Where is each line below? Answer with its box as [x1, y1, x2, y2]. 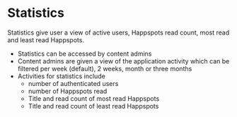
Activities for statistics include [17, 72, 106, 80]
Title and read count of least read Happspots [28, 101, 159, 110]
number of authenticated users [28, 79, 119, 87]
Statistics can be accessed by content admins [17, 49, 152, 58]
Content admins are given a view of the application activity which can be [17, 56, 230, 65]
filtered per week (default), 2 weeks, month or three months [17, 64, 192, 73]
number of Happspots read [28, 87, 108, 95]
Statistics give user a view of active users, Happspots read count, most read [7, 28, 230, 37]
